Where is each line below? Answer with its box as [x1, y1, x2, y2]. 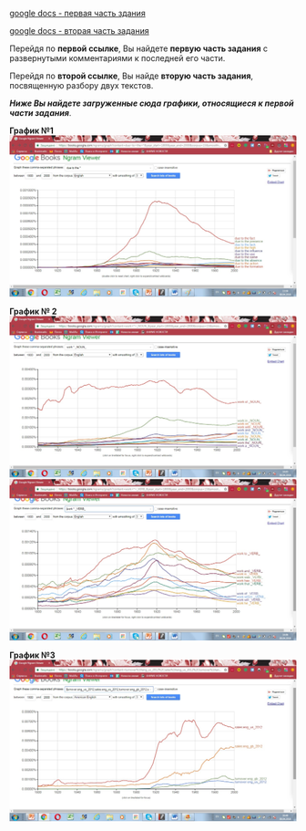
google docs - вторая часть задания [9, 26, 149, 36]
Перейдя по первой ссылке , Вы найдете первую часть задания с [9, 43, 269, 54]
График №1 [9, 125, 54, 136]
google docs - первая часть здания [9, 8, 146, 18]
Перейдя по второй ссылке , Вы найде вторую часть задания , [9, 70, 253, 81]
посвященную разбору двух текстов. [9, 80, 154, 90]
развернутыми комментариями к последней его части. [9, 53, 226, 63]
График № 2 [9, 306, 57, 317]
